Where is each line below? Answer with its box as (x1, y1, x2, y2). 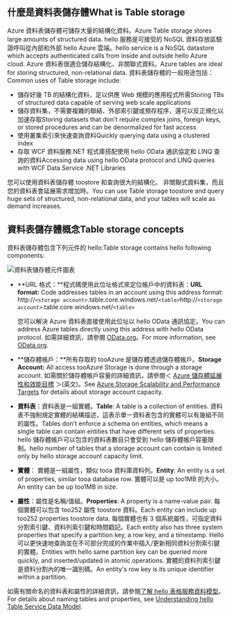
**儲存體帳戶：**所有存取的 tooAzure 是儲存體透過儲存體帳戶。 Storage (17, 355, 222, 363)
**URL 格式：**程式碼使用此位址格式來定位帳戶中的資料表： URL (17, 280, 203, 288)
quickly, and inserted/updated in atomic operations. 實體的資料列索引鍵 (17, 556, 221, 564)
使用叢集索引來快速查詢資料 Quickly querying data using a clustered (17, 131, 210, 139)
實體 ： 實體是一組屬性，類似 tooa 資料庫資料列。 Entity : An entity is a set (17, 466, 225, 474)
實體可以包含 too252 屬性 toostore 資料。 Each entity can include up (23, 505, 217, 514)
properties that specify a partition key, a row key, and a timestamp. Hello (17, 530, 224, 539)
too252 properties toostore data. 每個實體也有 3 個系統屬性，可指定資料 (17, 514, 223, 522)
